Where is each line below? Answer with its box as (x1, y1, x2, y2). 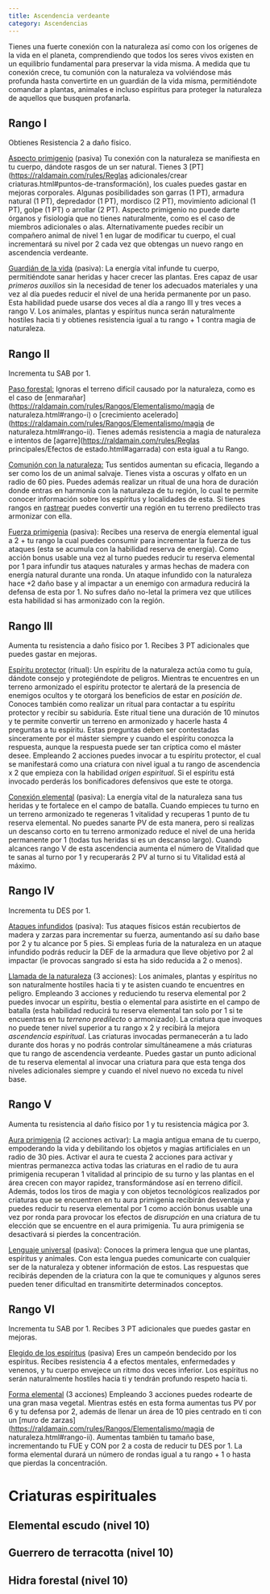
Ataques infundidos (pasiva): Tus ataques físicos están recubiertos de (8, 921, 241, 931)
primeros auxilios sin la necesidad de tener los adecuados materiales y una (8, 280, 258, 291)
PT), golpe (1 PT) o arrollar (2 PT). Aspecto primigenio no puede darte (8, 205, 240, 215)
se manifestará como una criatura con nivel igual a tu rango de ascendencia (8, 759, 260, 768)
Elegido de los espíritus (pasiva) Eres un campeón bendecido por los (8, 1348, 237, 1358)
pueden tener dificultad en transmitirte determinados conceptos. (8, 1279, 223, 1289)
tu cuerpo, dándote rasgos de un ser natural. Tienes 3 (8, 162, 188, 172)
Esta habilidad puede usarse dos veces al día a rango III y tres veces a (8, 298, 242, 308)
